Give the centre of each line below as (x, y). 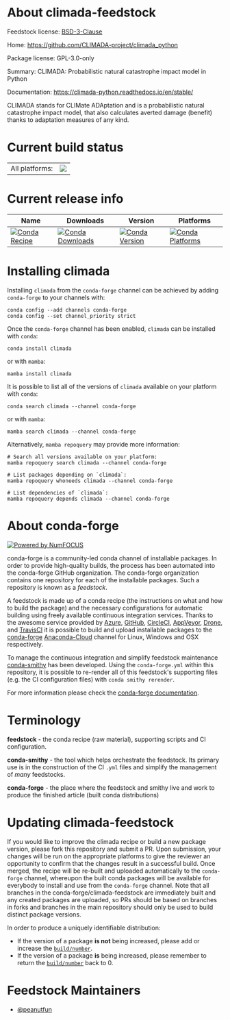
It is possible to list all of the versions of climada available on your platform (112, 386)
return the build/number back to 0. (65, 962)
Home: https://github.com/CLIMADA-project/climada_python (92, 45)
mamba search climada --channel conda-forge (72, 432)
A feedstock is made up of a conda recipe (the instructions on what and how (115, 600)
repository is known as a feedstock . (57, 587)
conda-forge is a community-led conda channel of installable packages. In (112, 558)
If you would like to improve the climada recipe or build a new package (107, 841)
